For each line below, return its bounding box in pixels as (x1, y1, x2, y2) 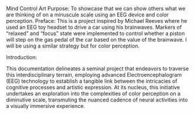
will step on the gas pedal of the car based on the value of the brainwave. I (6, 36, 187, 43)
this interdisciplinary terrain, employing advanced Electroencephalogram (6, 72, 182, 78)
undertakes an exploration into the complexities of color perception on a (6, 90, 181, 97)
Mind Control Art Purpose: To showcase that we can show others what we (6, 5, 186, 12)
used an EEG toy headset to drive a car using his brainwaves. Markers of (6, 23, 182, 31)
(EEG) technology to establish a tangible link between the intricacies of (6, 77, 177, 84)
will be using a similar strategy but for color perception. (6, 42, 140, 49)
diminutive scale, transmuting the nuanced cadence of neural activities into (6, 96, 188, 103)
